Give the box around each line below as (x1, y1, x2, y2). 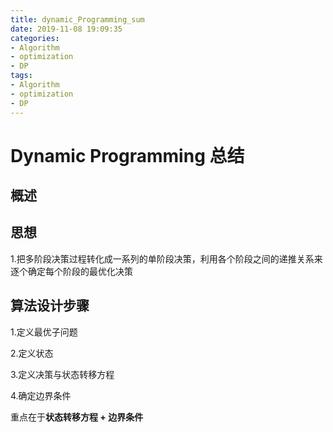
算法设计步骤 (10, 297, 90, 315)
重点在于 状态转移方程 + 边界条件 (10, 411, 144, 423)
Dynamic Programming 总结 (10, 144, 245, 167)
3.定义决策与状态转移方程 (10, 368, 115, 380)
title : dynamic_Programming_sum (10, 14, 145, 25)
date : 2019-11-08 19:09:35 (10, 24, 123, 34)
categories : (10, 33, 60, 43)
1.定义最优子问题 (10, 326, 78, 338)
